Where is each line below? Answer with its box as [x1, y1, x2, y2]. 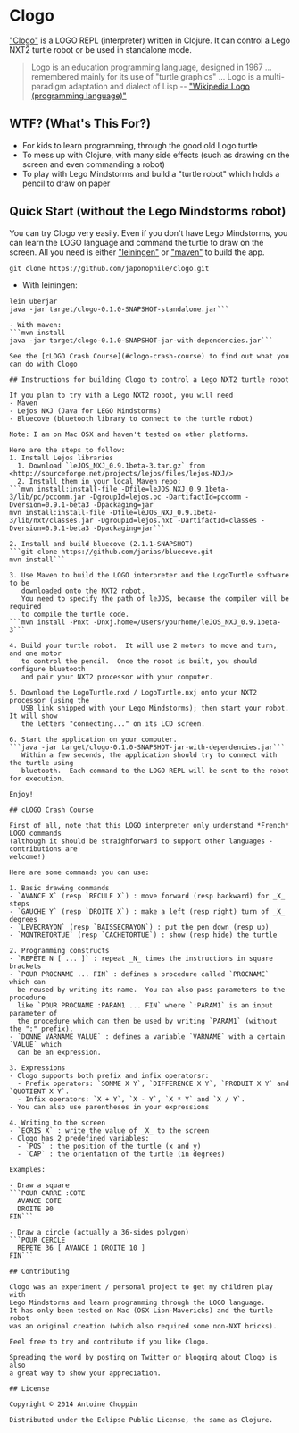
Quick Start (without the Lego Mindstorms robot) [9, 204, 287, 219]
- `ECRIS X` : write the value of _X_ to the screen [9, 1125, 210, 1135]
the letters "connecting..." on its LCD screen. [21, 719, 205, 729]
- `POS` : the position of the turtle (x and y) [17, 1142, 202, 1151]
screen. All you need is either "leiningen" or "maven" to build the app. [9, 247, 265, 257]
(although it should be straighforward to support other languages [9, 837, 266, 846]
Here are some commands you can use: [9, 868, 150, 877]
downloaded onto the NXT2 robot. [21, 586, 145, 595]
